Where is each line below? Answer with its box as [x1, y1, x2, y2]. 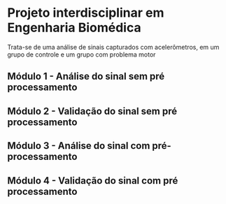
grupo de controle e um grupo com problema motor [7, 50, 156, 59]
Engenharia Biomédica [7, 20, 141, 36]
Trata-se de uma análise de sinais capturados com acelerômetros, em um [7, 43, 220, 51]
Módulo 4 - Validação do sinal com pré [7, 175, 178, 187]
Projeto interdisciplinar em [7, 5, 164, 21]
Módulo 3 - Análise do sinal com [7, 140, 150, 152]
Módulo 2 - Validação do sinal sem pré [7, 105, 178, 117]
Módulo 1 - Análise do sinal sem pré [7, 71, 165, 82]
